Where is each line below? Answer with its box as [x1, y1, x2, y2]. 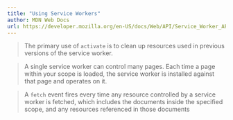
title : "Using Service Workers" [7, 10, 101, 17]
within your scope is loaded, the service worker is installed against [24, 70, 215, 78]
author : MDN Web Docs [7, 17, 70, 23]
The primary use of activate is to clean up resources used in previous [24, 42, 225, 50]
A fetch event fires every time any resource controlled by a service [24, 90, 216, 99]
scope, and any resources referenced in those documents [24, 105, 190, 114]
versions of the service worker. [24, 49, 113, 57]
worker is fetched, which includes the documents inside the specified [24, 98, 223, 106]
